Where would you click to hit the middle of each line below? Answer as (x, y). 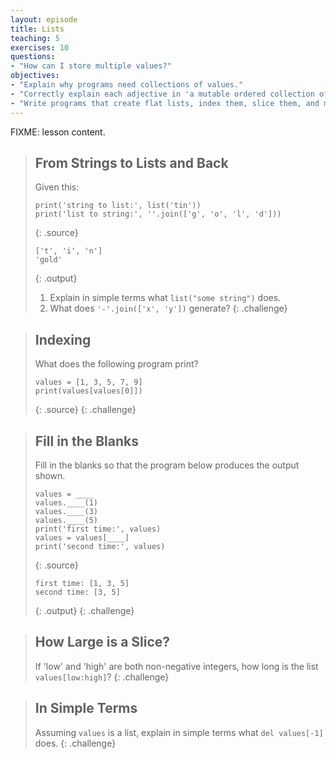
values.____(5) (66, 520)
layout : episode (44, 19)
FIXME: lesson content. (58, 132)
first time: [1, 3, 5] (82, 583)
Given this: (57, 187)
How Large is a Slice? (102, 642)
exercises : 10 (40, 47)
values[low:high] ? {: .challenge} (102, 677)
